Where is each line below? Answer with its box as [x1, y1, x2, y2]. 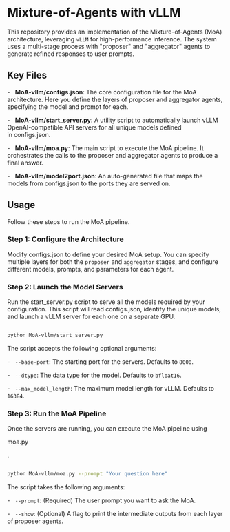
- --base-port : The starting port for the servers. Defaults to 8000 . [7, 358, 194, 366]
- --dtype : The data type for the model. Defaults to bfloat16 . [7, 371, 182, 380]
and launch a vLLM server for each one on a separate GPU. [7, 312, 176, 321]
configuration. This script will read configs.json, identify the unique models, [7, 305, 222, 314]
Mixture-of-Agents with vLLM [7, 5, 181, 21]
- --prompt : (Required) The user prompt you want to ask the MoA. [7, 496, 196, 504]
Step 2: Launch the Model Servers [7, 282, 123, 291]
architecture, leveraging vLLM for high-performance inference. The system [7, 34, 217, 43]
